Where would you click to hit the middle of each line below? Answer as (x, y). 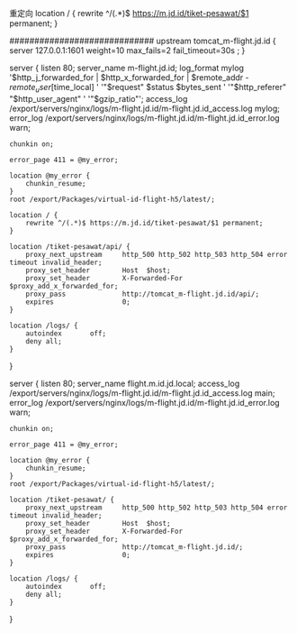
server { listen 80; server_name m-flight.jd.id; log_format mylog (127, 68)
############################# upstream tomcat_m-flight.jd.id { (143, 41)
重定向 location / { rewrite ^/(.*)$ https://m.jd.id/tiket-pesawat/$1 (129, 13)
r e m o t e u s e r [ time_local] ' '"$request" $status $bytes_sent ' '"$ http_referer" (148, 88)
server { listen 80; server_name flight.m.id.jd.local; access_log (125, 383)
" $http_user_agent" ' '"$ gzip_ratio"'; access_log (99, 98)
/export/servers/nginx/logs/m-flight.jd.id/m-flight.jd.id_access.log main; (142, 393)
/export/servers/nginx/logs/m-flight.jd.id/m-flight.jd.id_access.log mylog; (145, 108)
